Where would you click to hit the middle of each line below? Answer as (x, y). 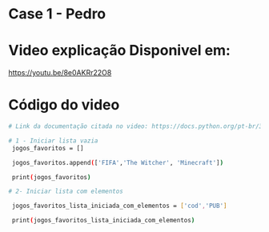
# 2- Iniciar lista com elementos (66, 192)
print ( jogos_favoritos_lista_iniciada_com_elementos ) (103, 221)
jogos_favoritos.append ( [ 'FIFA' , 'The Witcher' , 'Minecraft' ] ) (118, 162)
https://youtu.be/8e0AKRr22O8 (60, 73)
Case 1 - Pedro (57, 14)
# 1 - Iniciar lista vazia (53, 141)
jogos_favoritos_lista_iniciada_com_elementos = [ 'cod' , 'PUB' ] (119, 206)
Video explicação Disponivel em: (119, 51)
